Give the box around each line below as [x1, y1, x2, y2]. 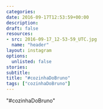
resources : [6, 31, 33, 37]
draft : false [6, 25, 39, 32]
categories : [6, 8, 36, 15]
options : [6, 53, 28, 59]
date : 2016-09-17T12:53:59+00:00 [6, 14, 89, 20]
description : [6, 20, 39, 26]
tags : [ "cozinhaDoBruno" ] [6, 81, 70, 87]
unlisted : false [11, 58, 52, 64]
